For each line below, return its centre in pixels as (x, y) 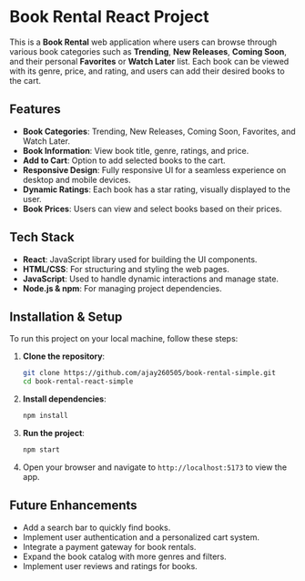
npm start (41, 450)
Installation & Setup (66, 316)
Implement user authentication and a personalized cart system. (141, 537)
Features (35, 110)
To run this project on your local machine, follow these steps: (124, 339)
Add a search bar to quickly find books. (97, 527)
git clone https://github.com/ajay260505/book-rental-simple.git (149, 373)
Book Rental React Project (109, 17)
